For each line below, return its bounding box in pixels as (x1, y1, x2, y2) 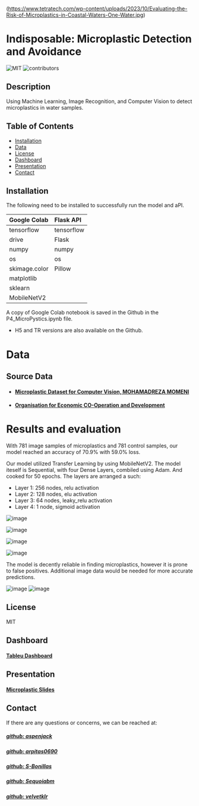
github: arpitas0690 (6, 748, 58, 755)
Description (6, 82, 50, 92)
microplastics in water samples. (6, 104, 84, 111)
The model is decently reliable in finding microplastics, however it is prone (6, 561, 188, 568)
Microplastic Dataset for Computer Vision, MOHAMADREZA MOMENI (14, 388, 189, 395)
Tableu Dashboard (6, 652, 53, 659)
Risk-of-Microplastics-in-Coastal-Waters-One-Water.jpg (6, 11, 144, 18)
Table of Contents (6, 122, 74, 132)
